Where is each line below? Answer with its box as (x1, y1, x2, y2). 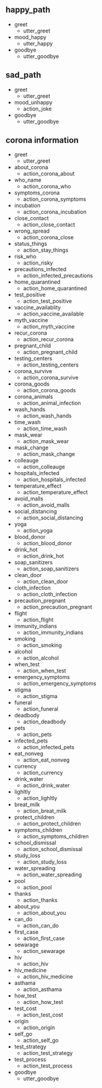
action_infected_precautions (23, 272, 93, 279)
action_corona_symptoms (23, 196, 86, 203)
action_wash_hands (23, 412, 72, 419)
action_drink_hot (23, 552, 64, 560)
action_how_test (23, 999, 63, 1006)
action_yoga (23, 527, 53, 534)
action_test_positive (23, 297, 72, 305)
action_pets (23, 731, 52, 738)
